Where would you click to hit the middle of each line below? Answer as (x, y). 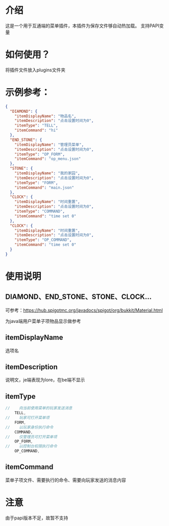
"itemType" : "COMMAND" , (40, 211)
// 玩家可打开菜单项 (28, 418)
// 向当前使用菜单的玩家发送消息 (39, 408)
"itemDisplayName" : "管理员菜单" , (49, 145)
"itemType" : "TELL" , (36, 126)
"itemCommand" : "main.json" (44, 188)
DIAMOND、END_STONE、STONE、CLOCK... (79, 297)
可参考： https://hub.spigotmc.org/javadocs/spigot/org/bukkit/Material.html (84, 310)
